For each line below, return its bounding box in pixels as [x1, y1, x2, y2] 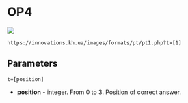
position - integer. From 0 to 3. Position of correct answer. [16, 88, 182, 96]
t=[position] [7, 76, 44, 83]
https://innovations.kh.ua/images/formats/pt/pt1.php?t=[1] [7, 39, 183, 46]
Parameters [7, 58, 58, 70]
